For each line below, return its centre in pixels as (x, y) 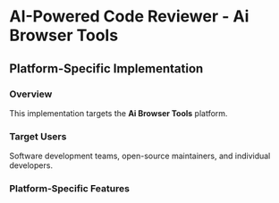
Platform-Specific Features (69, 189)
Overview (31, 94)
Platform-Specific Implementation (106, 68)
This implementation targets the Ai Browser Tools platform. (118, 113)
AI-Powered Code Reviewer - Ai (129, 17)
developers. (31, 165)
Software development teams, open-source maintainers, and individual (140, 156)
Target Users (38, 136)
